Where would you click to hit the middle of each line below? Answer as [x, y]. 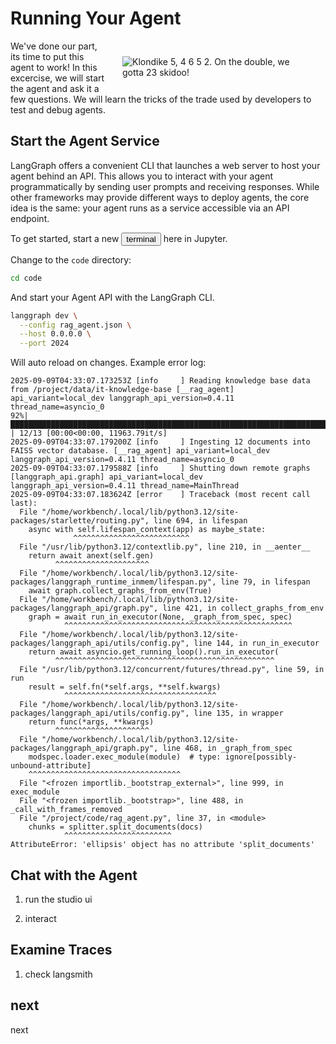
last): [24, 503]
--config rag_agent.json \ [75, 325]
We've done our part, [54, 46]
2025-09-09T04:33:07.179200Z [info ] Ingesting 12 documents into [160, 442]
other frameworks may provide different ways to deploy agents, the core [160, 197]
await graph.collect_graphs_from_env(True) [120, 591]
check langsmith [58, 974]
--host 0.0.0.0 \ [55, 334]
